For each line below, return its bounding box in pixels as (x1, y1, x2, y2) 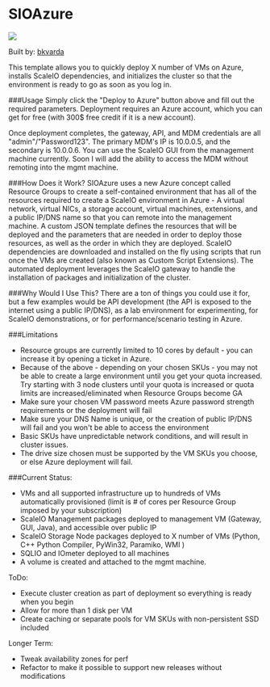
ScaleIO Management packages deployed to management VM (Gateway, (19, 514, 262, 524)
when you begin (19, 596, 74, 606)
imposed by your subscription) (19, 505, 123, 515)
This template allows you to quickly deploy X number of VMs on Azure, (8, 62, 244, 72)
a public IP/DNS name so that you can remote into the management (8, 212, 232, 222)
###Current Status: (8, 472, 73, 482)
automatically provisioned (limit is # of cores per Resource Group (19, 496, 236, 506)
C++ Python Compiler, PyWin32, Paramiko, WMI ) (19, 539, 185, 550)
